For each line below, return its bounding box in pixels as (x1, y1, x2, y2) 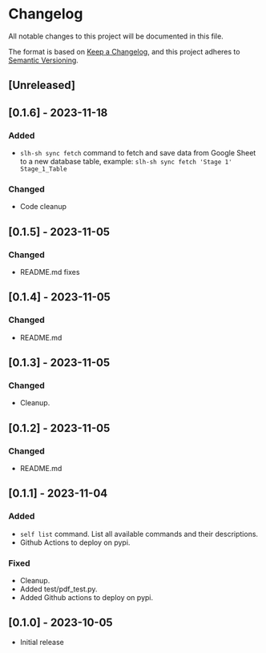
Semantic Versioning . (8, 55, 79, 65)
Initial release (19, 637, 64, 647)
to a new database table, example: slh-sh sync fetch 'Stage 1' (19, 157, 232, 167)
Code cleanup (19, 202, 66, 212)
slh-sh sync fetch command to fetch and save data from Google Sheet (19, 148, 256, 158)
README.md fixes (19, 268, 80, 276)
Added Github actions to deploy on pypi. (19, 593, 154, 603)
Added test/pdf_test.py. (19, 584, 98, 594)
